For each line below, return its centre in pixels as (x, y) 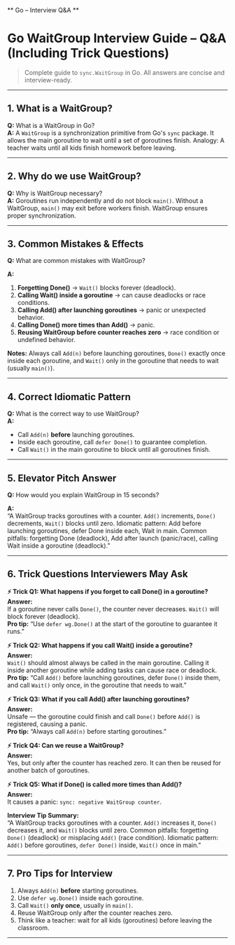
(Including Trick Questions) (88, 54)
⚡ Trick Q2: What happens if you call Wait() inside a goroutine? (100, 645)
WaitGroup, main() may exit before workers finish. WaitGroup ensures (108, 208)
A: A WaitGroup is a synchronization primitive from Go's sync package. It (111, 133)
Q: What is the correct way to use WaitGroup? (73, 414)
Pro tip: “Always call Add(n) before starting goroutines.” (87, 731)
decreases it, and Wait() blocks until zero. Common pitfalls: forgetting (108, 830)
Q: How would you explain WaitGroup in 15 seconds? (83, 495)
